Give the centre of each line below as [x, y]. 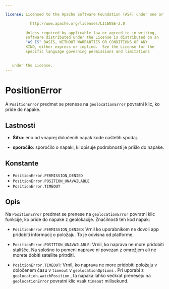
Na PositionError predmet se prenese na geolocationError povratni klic [80, 214]
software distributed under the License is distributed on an [92, 38]
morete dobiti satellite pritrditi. [44, 255]
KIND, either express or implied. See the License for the [90, 47]
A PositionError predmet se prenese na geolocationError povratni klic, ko [82, 104]
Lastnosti [20, 125]
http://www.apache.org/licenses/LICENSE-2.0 [77, 23]
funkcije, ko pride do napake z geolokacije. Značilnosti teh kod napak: [78, 219]
